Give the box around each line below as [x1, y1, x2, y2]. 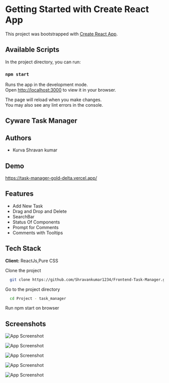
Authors [5, 133, 32, 142]
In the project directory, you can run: [5, 59, 81, 65]
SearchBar [12, 213, 35, 219]
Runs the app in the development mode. [5, 82, 88, 88]
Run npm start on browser [5, 305, 59, 311]
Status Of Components [12, 219, 60, 225]
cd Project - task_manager [10, 296, 66, 301]
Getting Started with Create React [5, 4, 149, 15]
